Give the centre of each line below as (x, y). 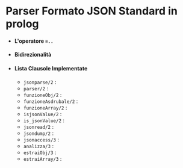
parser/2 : (36, 88)
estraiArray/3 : (42, 158)
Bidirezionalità (33, 55)
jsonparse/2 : (40, 82)
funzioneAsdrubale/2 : (51, 101)
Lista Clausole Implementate (51, 68)
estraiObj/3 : (40, 152)
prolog (22, 24)
